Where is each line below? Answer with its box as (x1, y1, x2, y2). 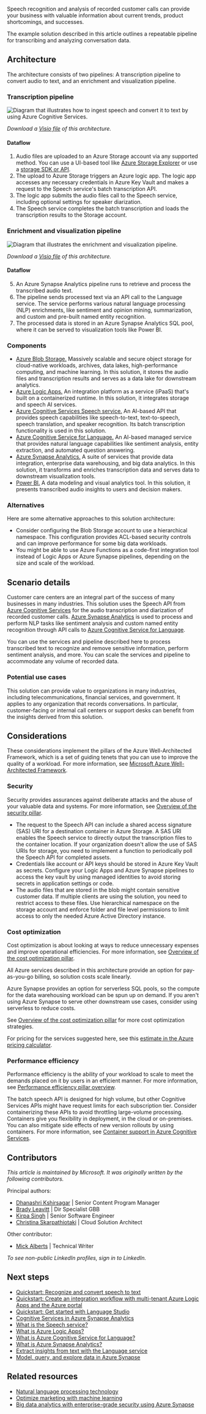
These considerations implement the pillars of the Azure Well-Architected (7, 747, 192, 755)
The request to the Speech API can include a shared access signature (15, 821, 192, 828)
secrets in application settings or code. (15, 879, 114, 887)
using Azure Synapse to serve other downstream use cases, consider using (7, 998, 197, 1005)
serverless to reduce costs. (7, 1004, 76, 1012)
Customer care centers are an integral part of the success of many (7, 594, 175, 601)
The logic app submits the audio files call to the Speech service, (15, 192, 178, 199)
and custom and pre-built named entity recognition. (15, 313, 146, 320)
